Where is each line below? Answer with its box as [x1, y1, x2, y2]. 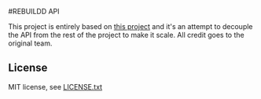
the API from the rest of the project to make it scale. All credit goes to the [8, 31, 245, 39]
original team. [8, 38, 53, 48]
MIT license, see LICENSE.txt [8, 82, 103, 91]
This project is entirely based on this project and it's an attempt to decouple [8, 22, 253, 31]
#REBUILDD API [8, 7, 61, 16]
